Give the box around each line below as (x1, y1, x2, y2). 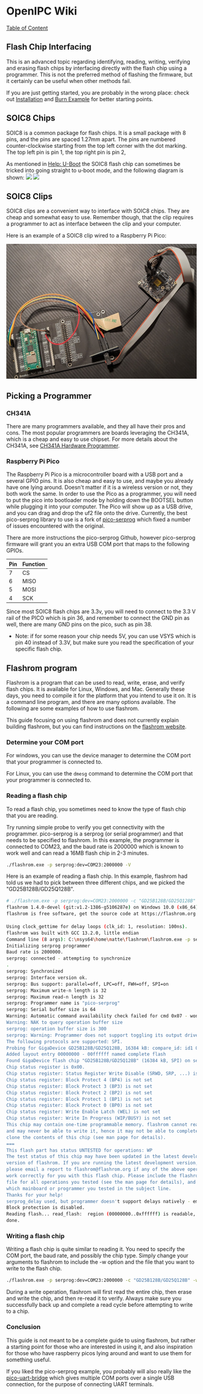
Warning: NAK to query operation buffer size (6, 1020, 123, 1026)
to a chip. (6, 1307, 30, 1315)
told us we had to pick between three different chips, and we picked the (6, 879, 185, 886)
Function (22, 560, 45, 568)
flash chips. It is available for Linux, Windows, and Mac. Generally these (6, 686, 185, 693)
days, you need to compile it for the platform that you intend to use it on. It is (6, 692, 196, 699)
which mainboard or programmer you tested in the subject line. (6, 1186, 172, 1192)
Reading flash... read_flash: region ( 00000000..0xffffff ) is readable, (6, 1211, 196, 1217)
